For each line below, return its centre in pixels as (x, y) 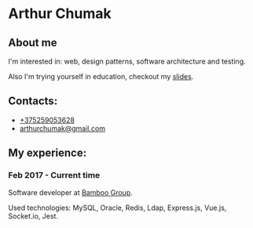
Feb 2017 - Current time (54, 176)
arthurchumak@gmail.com (62, 128)
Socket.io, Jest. (33, 215)
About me (33, 43)
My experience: (48, 153)
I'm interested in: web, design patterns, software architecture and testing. (127, 61)
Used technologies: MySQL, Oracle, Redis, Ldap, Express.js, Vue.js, (117, 208)
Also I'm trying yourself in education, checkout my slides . (101, 76)
